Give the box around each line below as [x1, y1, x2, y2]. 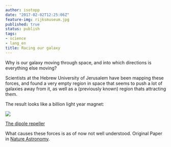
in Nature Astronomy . [5, 136, 50, 142]
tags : [5, 31, 17, 36]
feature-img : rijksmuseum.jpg [5, 17, 70, 22]
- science [5, 36, 27, 41]
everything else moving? [5, 65, 57, 71]
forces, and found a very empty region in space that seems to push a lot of [5, 80, 162, 86]
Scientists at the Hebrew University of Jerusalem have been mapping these [5, 75, 164, 81]
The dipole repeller [5, 120, 45, 127]
